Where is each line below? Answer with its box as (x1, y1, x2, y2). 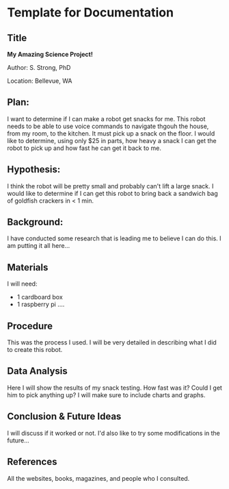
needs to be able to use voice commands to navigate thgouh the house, (7, 122, 209, 130)
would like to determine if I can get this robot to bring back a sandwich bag (7, 189, 219, 197)
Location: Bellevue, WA (7, 77, 72, 85)
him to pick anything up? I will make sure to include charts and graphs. (7, 390, 206, 399)
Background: (7, 216, 64, 228)
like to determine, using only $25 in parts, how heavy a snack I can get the (7, 136, 217, 145)
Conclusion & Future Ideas (7, 411, 122, 423)
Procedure (7, 320, 53, 331)
